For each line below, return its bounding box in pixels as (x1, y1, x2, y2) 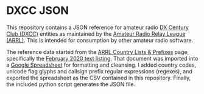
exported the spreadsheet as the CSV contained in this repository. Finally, (6, 74, 191, 81)
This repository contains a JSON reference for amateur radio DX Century (6, 24, 189, 31)
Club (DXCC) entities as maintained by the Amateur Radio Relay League (6, 30, 186, 37)
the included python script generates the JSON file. (6, 80, 136, 88)
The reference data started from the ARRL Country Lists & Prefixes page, (6, 48, 189, 55)
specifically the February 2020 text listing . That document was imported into (6, 55, 199, 62)
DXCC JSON (6, 4, 69, 18)
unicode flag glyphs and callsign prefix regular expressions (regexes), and (6, 67, 193, 75)
